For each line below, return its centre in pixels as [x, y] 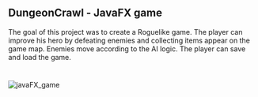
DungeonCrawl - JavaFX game [85, 13]
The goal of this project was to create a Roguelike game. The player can [125, 32]
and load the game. [40, 57]
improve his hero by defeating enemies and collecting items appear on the [129, 40]
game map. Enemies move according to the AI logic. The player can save [127, 48]
